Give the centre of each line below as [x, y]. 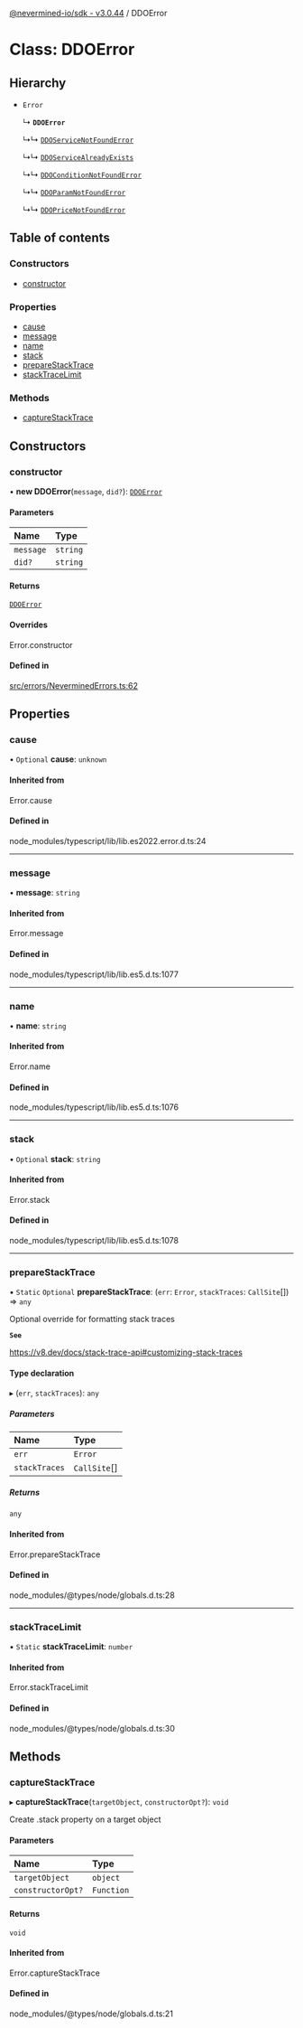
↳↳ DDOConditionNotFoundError [82, 174]
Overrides [28, 624]
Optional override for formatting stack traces [92, 1319]
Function [110, 1891]
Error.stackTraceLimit [49, 1687]
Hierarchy [38, 83]
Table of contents [60, 238]
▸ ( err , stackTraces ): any [54, 1393]
